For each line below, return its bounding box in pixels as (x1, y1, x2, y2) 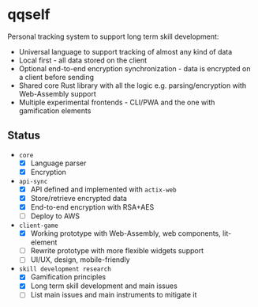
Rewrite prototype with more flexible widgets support (30, 246, 204, 256)
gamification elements (18, 105, 92, 116)
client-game (18, 222, 58, 230)
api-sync (18, 177, 48, 185)
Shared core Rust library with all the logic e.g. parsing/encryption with (18, 81, 246, 90)
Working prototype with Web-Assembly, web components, (30, 229, 222, 238)
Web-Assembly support (18, 89, 96, 98)
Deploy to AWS (30, 211, 80, 221)
